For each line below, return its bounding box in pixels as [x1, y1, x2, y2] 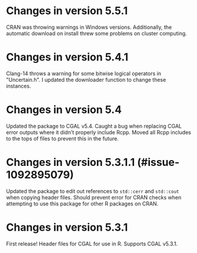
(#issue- [137, 156, 180, 169]
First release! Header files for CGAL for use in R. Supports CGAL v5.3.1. [6, 240, 178, 247]
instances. [6, 82, 31, 89]
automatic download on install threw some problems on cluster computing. [6, 29, 187, 36]
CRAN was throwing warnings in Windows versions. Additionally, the [6, 24, 172, 31]
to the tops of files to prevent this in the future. [6, 135, 119, 142]
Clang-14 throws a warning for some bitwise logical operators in [6, 69, 162, 77]
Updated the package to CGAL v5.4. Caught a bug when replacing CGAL [6, 122, 182, 129]
